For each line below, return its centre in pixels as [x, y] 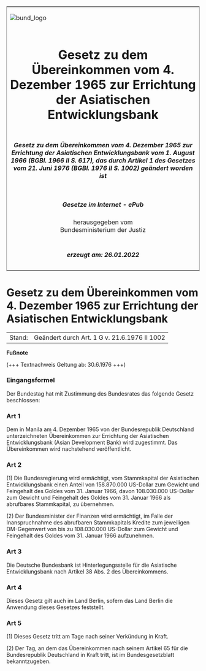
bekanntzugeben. [29, 661]
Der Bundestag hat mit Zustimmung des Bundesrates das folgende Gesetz [100, 393]
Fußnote [17, 353]
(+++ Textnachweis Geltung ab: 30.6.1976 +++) [66, 364]
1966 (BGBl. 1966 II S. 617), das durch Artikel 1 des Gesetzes [103, 160]
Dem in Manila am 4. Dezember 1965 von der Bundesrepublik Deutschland [100, 429]
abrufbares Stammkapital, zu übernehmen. [60, 504]
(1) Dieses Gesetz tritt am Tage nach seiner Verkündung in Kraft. [87, 637]
